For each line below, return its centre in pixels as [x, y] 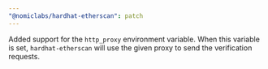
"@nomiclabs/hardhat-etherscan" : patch [76, 16]
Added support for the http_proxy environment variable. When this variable [134, 39]
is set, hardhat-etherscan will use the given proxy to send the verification [130, 47]
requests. [24, 56]
